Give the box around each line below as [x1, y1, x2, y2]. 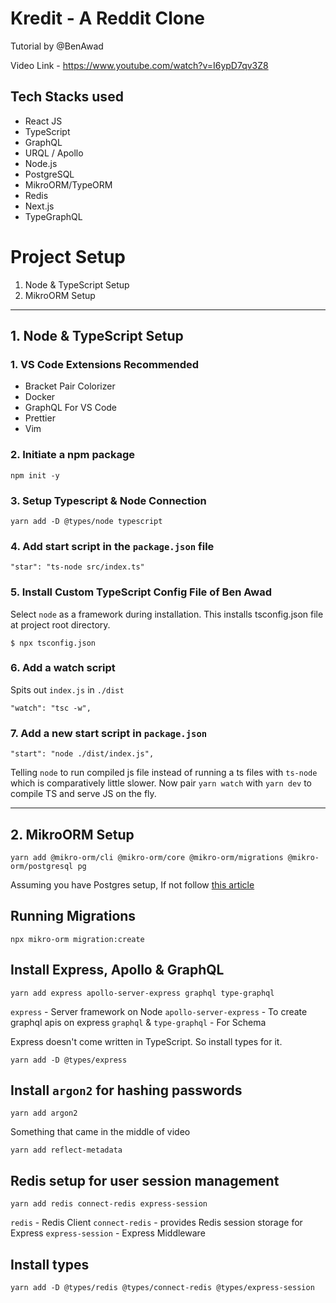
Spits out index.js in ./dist [10, 683, 125, 696]
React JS [24, 115, 63, 127]
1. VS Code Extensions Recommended [10, 358, 200, 371]
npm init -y [10, 470, 60, 481]
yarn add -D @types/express [10, 1055, 128, 1065]
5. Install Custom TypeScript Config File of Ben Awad [10, 585, 273, 599]
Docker [24, 391, 56, 403]
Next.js [24, 200, 55, 212]
